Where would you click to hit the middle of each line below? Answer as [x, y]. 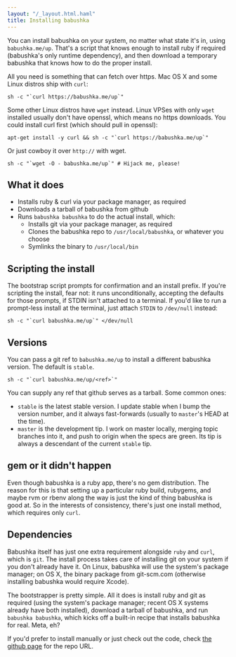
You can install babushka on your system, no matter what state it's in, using [117, 40]
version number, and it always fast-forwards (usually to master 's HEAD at [123, 414]
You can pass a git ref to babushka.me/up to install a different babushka [109, 359]
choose [39, 239]
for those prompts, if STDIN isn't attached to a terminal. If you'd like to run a [117, 301]
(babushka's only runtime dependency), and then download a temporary [112, 55]
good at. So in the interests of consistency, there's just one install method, [114, 505]
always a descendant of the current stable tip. [85, 443]
